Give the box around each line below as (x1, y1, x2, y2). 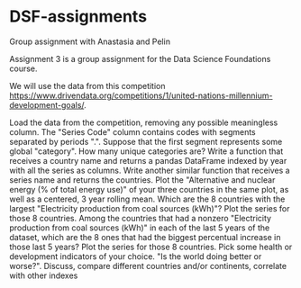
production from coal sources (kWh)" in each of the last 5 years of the (9, 222, 270, 233)
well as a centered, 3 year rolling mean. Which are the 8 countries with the (9, 193, 286, 204)
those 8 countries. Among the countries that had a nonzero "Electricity (9, 212, 272, 223)
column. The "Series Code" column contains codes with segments (9, 126, 257, 137)
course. (9, 63, 38, 74)
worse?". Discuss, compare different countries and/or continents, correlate (9, 260, 287, 271)
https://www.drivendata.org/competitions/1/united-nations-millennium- (9, 90, 273, 101)
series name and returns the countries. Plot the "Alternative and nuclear (9, 174, 276, 185)
